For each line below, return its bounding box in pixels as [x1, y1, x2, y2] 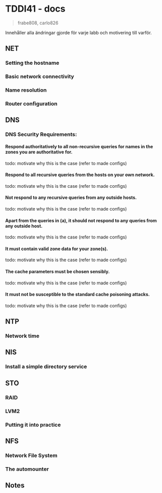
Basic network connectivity [5, 73, 74, 80]
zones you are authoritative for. [5, 149, 73, 155]
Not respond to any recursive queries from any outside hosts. [5, 194, 137, 200]
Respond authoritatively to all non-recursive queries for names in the [5, 143, 153, 149]
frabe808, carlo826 [17, 20, 59, 26]
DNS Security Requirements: [5, 131, 77, 138]
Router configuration [5, 100, 58, 107]
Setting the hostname [5, 59, 60, 66]
